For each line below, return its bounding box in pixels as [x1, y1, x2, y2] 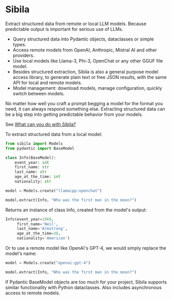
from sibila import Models [5, 141, 63, 146]
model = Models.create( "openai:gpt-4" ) [5, 261, 91, 266]
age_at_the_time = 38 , [16, 231, 61, 236]
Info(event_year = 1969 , [5, 216, 54, 222]
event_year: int [14, 160, 50, 165]
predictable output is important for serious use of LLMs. [5, 26, 123, 32]
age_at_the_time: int [14, 174, 61, 179]
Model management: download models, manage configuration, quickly [12, 85, 163, 91]
